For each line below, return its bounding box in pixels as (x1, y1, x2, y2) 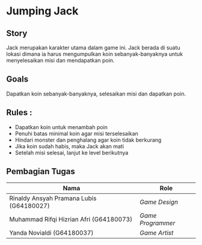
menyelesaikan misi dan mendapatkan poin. (6, 57, 115, 64)
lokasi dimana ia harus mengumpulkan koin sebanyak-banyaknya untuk (6, 50, 183, 58)
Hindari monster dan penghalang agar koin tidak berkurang (14, 136, 162, 144)
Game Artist (139, 229, 174, 237)
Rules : (6, 107, 32, 118)
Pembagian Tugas (6, 166, 75, 177)
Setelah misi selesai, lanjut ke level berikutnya (14, 149, 129, 156)
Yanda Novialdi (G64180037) (9, 229, 94, 237)
